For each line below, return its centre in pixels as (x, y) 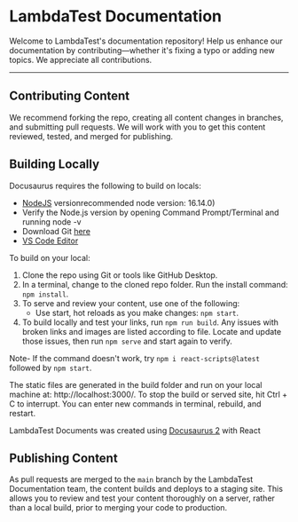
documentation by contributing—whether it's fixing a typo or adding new (142, 50)
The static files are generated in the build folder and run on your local (136, 384)
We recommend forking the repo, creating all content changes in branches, (146, 117)
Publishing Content (63, 458)
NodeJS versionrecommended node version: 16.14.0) (118, 202)
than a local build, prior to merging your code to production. (118, 508)
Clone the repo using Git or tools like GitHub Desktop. (120, 275)
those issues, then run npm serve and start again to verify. (127, 341)
